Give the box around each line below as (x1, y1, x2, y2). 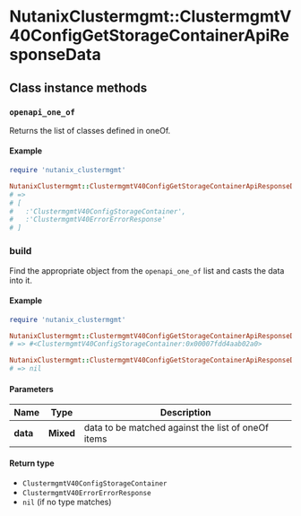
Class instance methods (9, 80, 148, 95)
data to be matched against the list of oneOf (83, 422, 269, 434)
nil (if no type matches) (21, 496, 112, 508)
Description (159, 407, 211, 419)
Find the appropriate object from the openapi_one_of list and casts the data (9, 265, 285, 275)
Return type (9, 458, 56, 468)
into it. (9, 275, 33, 285)
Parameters (9, 383, 54, 394)
